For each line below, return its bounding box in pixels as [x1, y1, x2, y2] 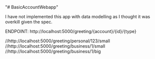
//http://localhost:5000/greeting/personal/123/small [5, 38, 110, 44]
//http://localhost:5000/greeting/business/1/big [5, 49, 101, 54]
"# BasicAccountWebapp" [5, 4, 58, 10]
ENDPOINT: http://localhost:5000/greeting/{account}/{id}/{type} [5, 29, 137, 34]
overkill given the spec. [5, 19, 53, 25]
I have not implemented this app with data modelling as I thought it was [5, 14, 150, 19]
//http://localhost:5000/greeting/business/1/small [5, 43, 105, 49]
